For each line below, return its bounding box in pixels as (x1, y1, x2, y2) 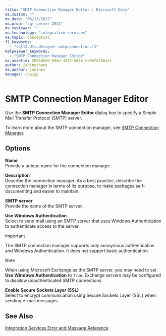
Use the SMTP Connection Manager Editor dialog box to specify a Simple (5, 110, 157, 116)
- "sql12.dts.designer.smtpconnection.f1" (9, 44, 99, 49)
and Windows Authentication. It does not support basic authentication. (5, 248, 150, 254)
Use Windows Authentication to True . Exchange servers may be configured (5, 272, 161, 278)
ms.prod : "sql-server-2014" (5, 21, 63, 26)
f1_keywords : (5, 40, 32, 45)
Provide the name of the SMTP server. (5, 203, 83, 209)
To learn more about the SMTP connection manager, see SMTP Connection (5, 125, 159, 131)
